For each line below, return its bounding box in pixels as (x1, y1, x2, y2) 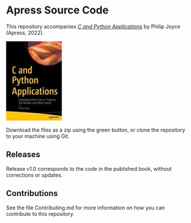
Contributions (6, 188, 58, 198)
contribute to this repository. (6, 210, 75, 217)
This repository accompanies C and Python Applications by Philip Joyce (6, 23, 180, 30)
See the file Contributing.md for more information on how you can (6, 204, 165, 211)
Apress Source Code (6, 4, 109, 17)
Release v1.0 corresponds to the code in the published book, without (6, 165, 172, 172)
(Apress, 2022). (6, 29, 44, 36)
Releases (6, 150, 40, 160)
